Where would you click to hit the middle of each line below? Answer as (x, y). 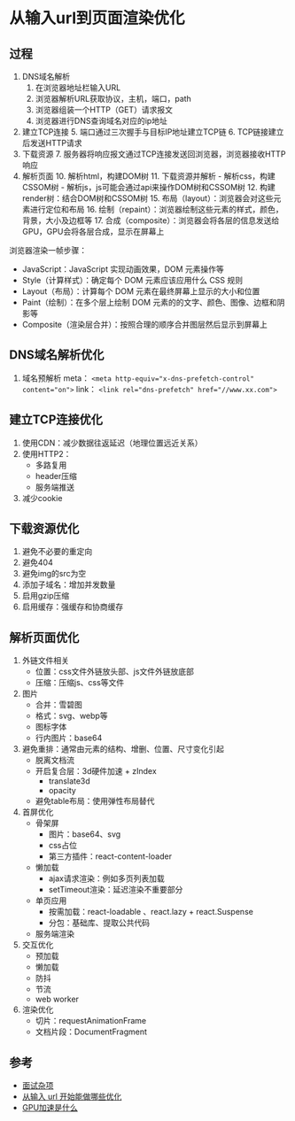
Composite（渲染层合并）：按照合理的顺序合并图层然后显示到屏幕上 (145, 325)
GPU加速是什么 (50, 1108)
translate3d (69, 781)
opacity (62, 791)
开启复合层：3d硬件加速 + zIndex (96, 771)
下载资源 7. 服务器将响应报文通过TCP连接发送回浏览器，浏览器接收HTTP (154, 154)
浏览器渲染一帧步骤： (48, 250)
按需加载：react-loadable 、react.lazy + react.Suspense (151, 912)
